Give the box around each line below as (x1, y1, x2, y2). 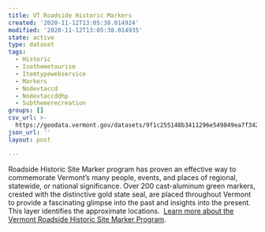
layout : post (8, 135, 51, 144)
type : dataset (8, 41, 55, 49)
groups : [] (8, 107, 44, 115)
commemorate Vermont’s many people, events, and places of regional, (8, 172, 238, 182)
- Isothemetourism (15, 63, 77, 71)
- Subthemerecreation (15, 99, 87, 107)
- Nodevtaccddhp (15, 92, 69, 100)
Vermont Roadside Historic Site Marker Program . (8, 214, 167, 224)
